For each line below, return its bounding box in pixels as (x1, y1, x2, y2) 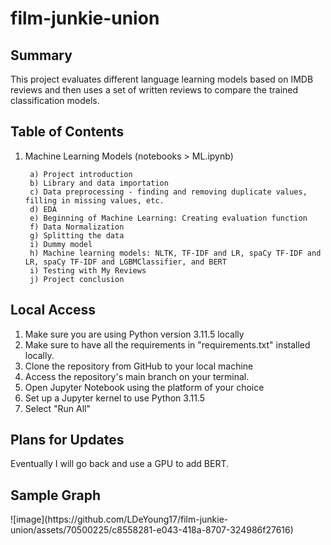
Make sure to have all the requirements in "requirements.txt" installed (24, 338, 311, 351)
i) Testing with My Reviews (29, 265, 147, 276)
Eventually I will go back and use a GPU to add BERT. (10, 458, 230, 470)
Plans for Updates (10, 432, 125, 449)
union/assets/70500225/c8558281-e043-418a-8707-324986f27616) (10, 524, 294, 536)
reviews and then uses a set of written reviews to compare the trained (10, 84, 299, 96)
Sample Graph (10, 487, 102, 504)
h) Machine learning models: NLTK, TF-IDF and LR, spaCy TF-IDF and (29, 248, 322, 258)
